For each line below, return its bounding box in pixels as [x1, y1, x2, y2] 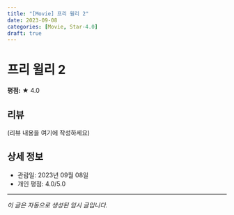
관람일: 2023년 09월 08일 [17, 170, 89, 179]
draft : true [7, 29, 42, 37]
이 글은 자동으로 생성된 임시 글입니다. [7, 200, 108, 209]
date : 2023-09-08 [7, 17, 58, 24]
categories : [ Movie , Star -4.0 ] [7, 23, 98, 30]
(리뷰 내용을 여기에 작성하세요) [7, 128, 91, 137]
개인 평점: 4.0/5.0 [17, 179, 66, 188]
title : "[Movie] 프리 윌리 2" [7, 10, 89, 17]
